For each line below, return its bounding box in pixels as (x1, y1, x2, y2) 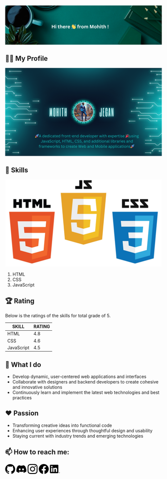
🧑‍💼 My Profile (5, 54, 48, 63)
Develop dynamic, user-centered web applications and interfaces (12, 374, 147, 380)
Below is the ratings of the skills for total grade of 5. (5, 312, 111, 318)
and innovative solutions (12, 384, 63, 390)
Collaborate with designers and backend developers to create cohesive (12, 379, 159, 385)
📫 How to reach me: (5, 448, 70, 457)
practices (12, 395, 32, 401)
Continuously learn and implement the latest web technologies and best (12, 389, 160, 395)
